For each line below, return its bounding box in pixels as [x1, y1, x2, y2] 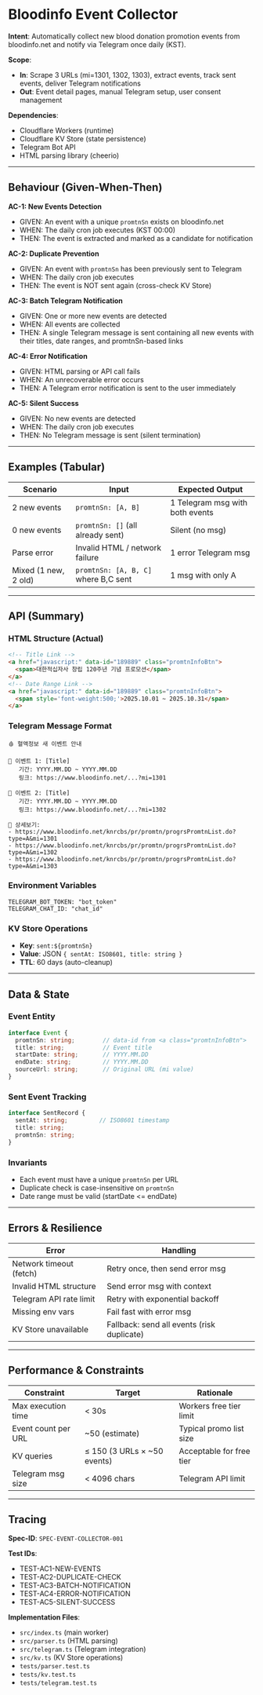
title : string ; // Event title [15, 1043, 153, 1051]
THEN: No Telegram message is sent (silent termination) [19, 430, 201, 440]
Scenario [23, 484, 57, 495]
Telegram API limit [178, 1473, 246, 1484]
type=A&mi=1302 [8, 848, 58, 857]
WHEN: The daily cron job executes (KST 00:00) [19, 225, 176, 235]
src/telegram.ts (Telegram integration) [19, 1645, 146, 1654]
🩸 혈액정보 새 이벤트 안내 [8, 740, 82, 747]
